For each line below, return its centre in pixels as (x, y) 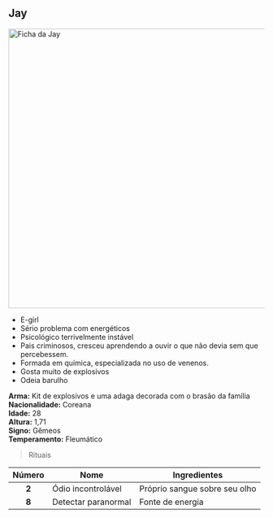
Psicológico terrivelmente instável (77, 337)
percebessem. (44, 354)
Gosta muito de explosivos (65, 371)
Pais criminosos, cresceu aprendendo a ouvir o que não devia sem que (139, 346)
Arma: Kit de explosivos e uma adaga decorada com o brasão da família (129, 396)
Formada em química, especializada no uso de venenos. (114, 363)
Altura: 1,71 (27, 421)
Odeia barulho (44, 380)
